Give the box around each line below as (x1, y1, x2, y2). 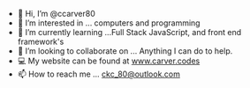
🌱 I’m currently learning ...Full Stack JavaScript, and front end (17, 27, 242, 37)
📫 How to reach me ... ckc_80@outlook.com (17, 69, 181, 79)
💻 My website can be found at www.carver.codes (17, 55, 201, 66)
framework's (17, 36, 64, 47)
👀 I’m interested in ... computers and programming (17, 18, 201, 28)
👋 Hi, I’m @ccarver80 (17, 9, 95, 18)
